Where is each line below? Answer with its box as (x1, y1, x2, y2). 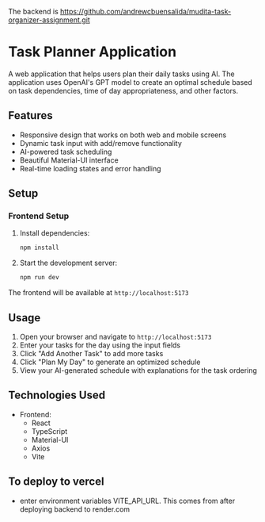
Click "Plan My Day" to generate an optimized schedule (19, 357, 201, 367)
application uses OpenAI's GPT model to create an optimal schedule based (8, 77, 253, 86)
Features (8, 109, 53, 122)
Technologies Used (8, 389, 105, 402)
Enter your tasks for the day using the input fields (19, 340, 180, 350)
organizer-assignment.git (8, 15, 91, 25)
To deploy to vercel (8, 475, 104, 489)
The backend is (8, 7, 59, 16)
